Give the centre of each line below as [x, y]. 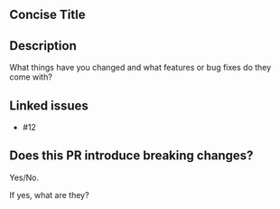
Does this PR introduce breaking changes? [131, 156]
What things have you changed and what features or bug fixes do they [140, 68]
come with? [31, 77]
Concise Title [47, 15]
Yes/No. [24, 177]
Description [43, 46]
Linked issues [49, 105]
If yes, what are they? [49, 195]
